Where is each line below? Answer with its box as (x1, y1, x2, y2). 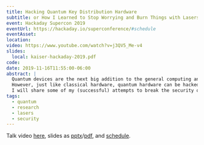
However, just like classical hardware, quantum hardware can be (12, 82, 181, 88)
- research (12, 104, 39, 111)
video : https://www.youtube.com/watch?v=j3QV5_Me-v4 (6, 43, 143, 49)
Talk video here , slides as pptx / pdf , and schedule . (6, 132, 131, 140)
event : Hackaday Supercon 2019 (6, 20, 86, 26)
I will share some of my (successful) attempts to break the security (12, 88, 194, 94)
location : (6, 37, 32, 43)
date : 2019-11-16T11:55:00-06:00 (6, 65, 91, 71)
